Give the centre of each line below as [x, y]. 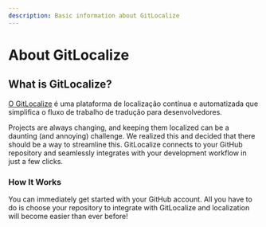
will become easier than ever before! [68, 216]
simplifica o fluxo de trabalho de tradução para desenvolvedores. [115, 112]
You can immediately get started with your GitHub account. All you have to [130, 199]
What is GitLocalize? [61, 84]
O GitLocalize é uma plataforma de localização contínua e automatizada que [133, 104]
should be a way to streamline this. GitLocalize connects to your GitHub [125, 144]
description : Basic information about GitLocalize [94, 16]
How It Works [35, 182]
